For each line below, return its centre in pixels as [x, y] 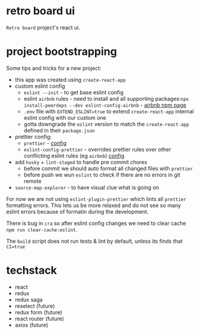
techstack [32, 270]
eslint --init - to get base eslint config [74, 92]
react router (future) [39, 318]
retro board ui [41, 11]
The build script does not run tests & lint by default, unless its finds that [95, 241]
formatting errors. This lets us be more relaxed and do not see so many [93, 205]
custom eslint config [40, 86]
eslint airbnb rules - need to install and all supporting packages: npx [106, 98]
